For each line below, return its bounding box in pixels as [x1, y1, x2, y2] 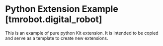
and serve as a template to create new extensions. [5, 35, 108, 41]
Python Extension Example [5, 3, 118, 15]
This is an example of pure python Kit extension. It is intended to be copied [5, 30, 159, 36]
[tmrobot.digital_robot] [5, 14, 102, 25]
